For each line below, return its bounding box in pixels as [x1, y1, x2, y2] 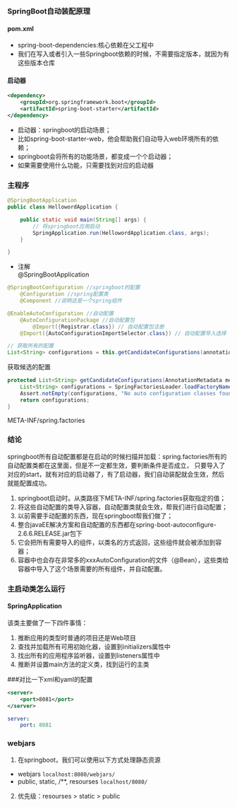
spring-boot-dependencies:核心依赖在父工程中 [17, 41, 154, 50]
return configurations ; [20, 396, 90, 404]
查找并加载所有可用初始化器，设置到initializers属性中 [17, 642, 171, 651]
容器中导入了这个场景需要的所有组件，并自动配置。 [17, 564, 166, 573]
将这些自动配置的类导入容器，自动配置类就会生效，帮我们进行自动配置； [17, 502, 228, 511]
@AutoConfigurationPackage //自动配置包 [20, 316, 135, 323]
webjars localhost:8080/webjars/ [17, 770, 116, 778]
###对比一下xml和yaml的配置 [7, 675, 93, 683]
